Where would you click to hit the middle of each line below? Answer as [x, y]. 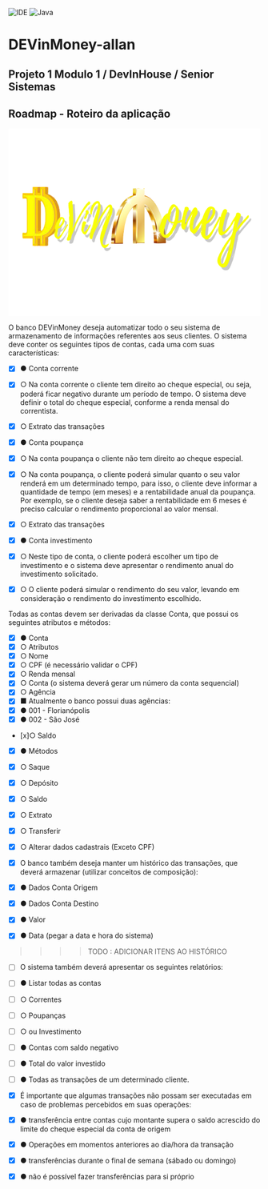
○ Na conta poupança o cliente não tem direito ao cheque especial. [132, 458]
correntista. [39, 410]
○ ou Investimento [50, 1031]
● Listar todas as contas [60, 983]
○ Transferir [40, 831]
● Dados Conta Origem [59, 887]
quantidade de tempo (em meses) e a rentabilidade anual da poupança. [138, 491]
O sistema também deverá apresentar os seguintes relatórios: [122, 967]
